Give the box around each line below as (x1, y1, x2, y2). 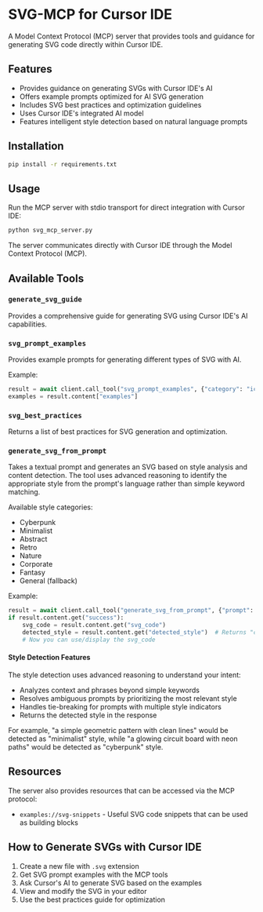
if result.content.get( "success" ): (8, 614, 124, 622)
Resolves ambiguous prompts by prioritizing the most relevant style (19, 694, 237, 703)
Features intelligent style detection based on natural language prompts (19, 116, 248, 126)
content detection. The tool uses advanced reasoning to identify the (8, 471, 227, 480)
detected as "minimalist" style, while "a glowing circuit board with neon (8, 734, 239, 743)
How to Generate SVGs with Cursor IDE (8, 841, 202, 854)
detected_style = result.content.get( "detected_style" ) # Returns (22, 629, 247, 637)
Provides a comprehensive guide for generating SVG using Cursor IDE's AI (8, 311, 248, 320)
